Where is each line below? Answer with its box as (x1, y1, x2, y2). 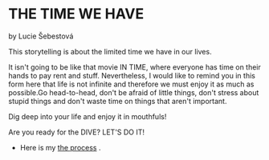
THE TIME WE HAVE (8, 5, 145, 23)
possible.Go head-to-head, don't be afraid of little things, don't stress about (8, 87, 259, 97)
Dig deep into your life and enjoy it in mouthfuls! (8, 111, 167, 121)
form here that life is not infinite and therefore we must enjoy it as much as (8, 79, 255, 89)
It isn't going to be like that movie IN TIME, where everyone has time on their (8, 62, 261, 72)
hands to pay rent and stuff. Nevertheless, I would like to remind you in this (8, 70, 255, 80)
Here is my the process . (19, 142, 101, 152)
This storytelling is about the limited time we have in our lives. (8, 46, 212, 56)
